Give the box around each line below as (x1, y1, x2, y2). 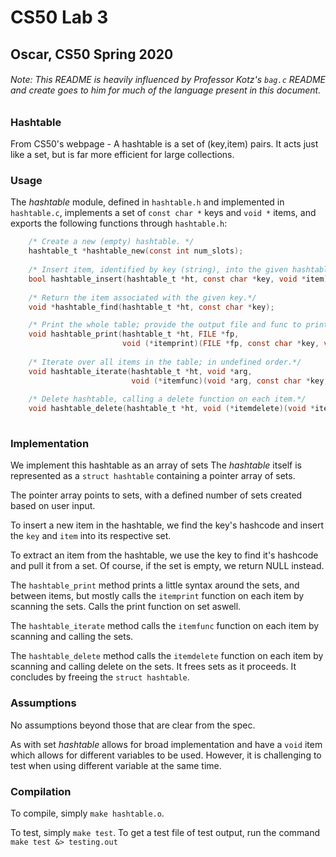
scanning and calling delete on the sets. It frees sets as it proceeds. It (10, 661, 297, 673)
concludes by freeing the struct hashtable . (10, 671, 190, 683)
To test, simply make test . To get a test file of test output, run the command (10, 826, 321, 838)
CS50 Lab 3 (10, 6, 109, 29)
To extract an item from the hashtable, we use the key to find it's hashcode (10, 549, 319, 561)
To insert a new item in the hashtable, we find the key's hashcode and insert (10, 519, 325, 531)
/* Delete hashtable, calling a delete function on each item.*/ (28, 394, 307, 405)
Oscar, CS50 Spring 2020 (10, 46, 174, 63)
